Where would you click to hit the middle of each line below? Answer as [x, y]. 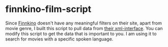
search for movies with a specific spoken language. [59, 39]
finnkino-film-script [48, 9]
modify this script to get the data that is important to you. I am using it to [81, 33]
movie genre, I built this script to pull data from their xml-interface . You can [84, 28]
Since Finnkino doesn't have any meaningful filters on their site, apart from [83, 23]
